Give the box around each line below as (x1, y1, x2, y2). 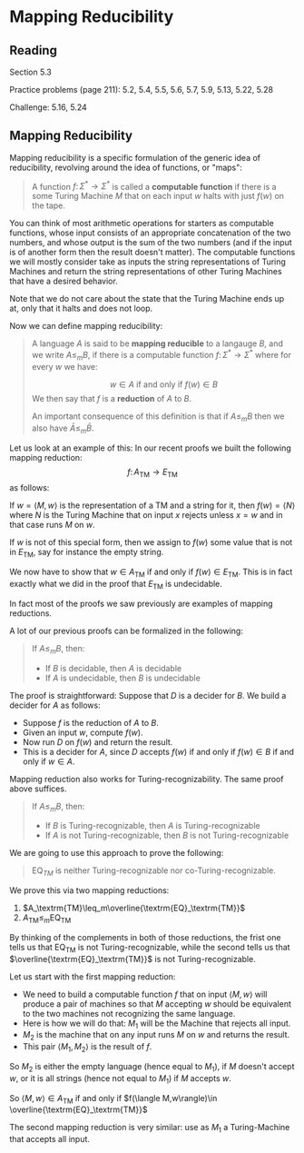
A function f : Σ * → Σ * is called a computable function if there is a (31, 179, 277, 192)
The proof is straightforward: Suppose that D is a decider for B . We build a (9, 690, 287, 701)
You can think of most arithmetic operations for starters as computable (9, 218, 274, 229)
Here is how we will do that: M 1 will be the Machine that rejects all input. (22, 1018, 291, 1030)
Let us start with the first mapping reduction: (9, 970, 176, 982)
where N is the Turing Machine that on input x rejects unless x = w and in (9, 510, 283, 521)
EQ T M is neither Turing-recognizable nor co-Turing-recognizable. (31, 865, 277, 879)
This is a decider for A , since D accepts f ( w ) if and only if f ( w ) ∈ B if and (22, 746, 295, 757)
